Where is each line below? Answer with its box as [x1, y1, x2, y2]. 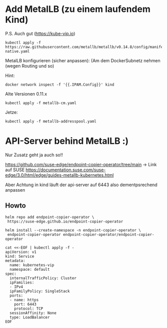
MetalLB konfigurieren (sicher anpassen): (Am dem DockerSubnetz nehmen [5, 57, 161, 63]
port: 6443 [14, 302, 37, 307]
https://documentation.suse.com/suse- [25, 167, 106, 173]
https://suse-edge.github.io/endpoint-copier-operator [7, 219, 123, 224]
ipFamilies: [9, 280, 35, 285]
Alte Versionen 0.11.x [5, 91, 47, 97]
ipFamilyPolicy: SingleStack [9, 289, 70, 294]
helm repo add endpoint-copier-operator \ [5, 215, 94, 219]
